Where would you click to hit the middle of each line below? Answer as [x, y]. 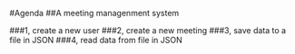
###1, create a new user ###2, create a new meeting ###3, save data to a [148, 30]
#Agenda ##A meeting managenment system [94, 13]
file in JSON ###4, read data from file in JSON [96, 40]
